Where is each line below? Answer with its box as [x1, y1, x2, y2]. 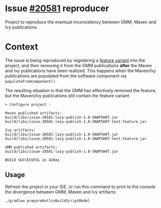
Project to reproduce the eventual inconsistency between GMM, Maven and [5, 19, 157, 25]
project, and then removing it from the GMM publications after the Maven [5, 62, 152, 68]
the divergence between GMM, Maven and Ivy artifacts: [5, 189, 117, 195]
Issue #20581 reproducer [5, 3, 109, 14]
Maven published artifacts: [5, 111, 62, 115]
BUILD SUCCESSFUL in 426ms [5, 157, 60, 162]
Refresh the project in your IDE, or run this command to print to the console [5, 184, 156, 189]
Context [5, 41, 38, 53]
